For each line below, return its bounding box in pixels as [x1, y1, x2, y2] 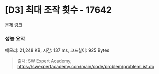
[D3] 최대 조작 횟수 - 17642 [5, 4, 112, 16]
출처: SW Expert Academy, [17, 58, 72, 64]
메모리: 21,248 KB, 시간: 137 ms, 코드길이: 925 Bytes [5, 47, 110, 53]
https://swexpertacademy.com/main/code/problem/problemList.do [17, 64, 155, 70]
